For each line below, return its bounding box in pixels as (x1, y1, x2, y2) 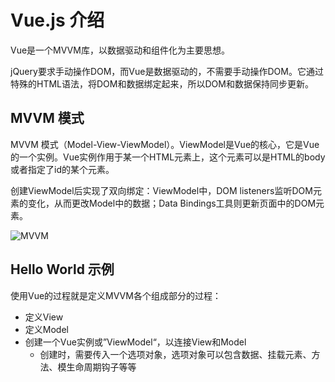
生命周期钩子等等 (66, 361, 137, 373)
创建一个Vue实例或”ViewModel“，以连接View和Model (24, 336, 247, 348)
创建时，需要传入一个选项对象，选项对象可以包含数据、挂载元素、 (39, 348, 312, 360)
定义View (24, 311, 64, 323)
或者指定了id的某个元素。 (10, 163, 115, 175)
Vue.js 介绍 (10, 9, 105, 32)
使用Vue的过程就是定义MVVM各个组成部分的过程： (10, 289, 222, 301)
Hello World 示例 (10, 261, 115, 278)
